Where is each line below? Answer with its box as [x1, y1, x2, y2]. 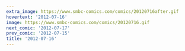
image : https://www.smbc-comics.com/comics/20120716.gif [6, 19, 150, 25]
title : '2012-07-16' [6, 36, 58, 42]
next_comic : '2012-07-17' [6, 25, 70, 31]
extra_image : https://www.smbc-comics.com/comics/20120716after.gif [6, 8, 179, 15]
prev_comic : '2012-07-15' [6, 30, 70, 36]
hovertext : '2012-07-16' [6, 14, 68, 20]
